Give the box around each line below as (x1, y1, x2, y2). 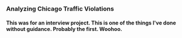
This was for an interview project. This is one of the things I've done (6, 19, 176, 26)
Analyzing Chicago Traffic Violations (6, 5, 114, 13)
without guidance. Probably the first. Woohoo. (6, 25, 122, 32)
